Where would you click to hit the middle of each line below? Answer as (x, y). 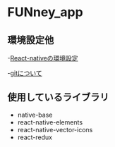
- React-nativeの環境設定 (43, 58)
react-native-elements (50, 122)
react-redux (35, 137)
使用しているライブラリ (58, 97)
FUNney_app (45, 12)
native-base (35, 115)
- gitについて (25, 73)
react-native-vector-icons (55, 129)
